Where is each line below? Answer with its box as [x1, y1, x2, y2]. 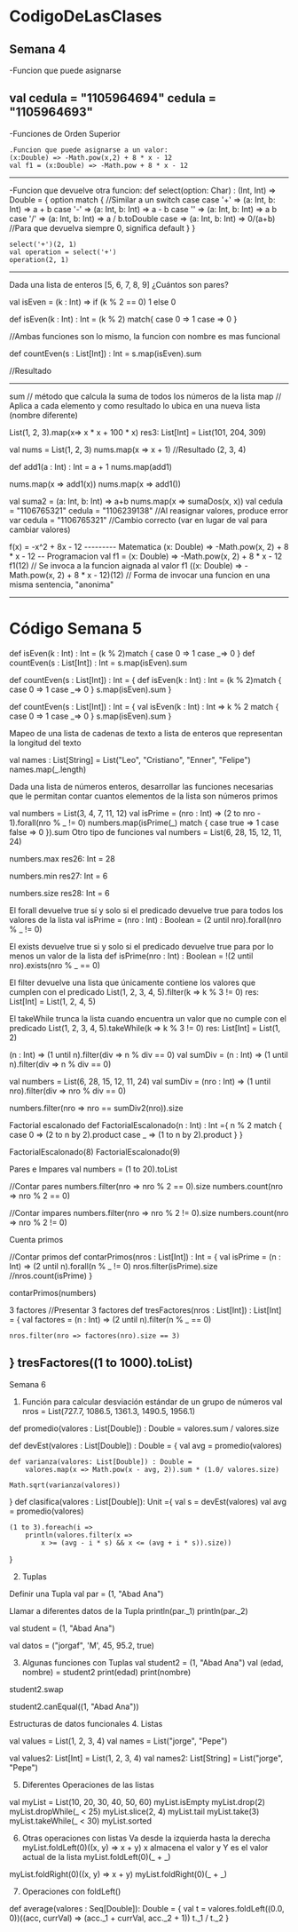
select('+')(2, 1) [9, 240, 77, 249]
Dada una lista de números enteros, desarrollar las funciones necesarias [9, 781, 274, 791]
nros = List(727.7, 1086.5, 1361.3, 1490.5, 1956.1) [21, 1405, 195, 1416]
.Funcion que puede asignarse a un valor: [9, 145, 169, 155]
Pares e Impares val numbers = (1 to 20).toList [9, 1164, 178, 1174]
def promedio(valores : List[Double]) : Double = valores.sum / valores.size [9, 1423, 279, 1434]
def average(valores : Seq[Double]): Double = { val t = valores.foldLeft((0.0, [9, 1903, 286, 1913]
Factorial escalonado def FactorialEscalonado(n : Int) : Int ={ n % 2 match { [9, 1119, 282, 1130]
